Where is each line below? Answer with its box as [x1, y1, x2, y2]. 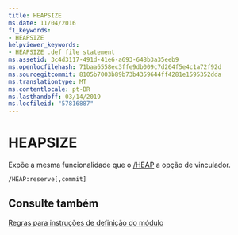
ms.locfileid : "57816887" [8, 100, 94, 108]
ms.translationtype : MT [8, 78, 87, 85]
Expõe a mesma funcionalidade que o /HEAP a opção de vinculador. [8, 160, 232, 170]
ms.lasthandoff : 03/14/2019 [8, 93, 102, 100]
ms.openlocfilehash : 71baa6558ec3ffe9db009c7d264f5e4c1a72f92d [8, 63, 222, 71]
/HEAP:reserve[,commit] [8, 176, 87, 184]
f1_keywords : [8, 26, 52, 34]
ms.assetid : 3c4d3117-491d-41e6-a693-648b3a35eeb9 [8, 56, 179, 64]
